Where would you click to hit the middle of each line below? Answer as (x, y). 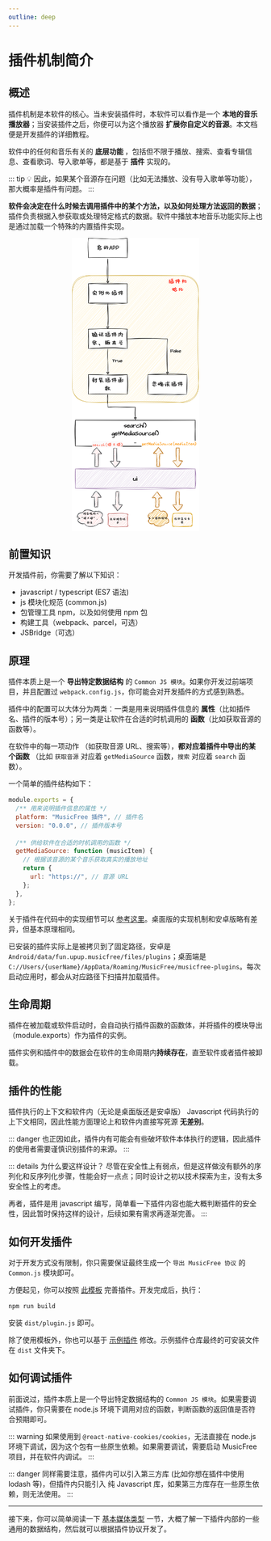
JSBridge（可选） (50, 633)
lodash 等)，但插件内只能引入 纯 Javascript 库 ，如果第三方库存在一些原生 (130, 1484)
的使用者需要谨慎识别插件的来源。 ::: (69, 1149)
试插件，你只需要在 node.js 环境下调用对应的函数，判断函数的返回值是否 (129, 1409)
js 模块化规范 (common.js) (63, 602)
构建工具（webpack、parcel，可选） (81, 623)
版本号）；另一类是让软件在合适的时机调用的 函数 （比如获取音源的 (152, 719)
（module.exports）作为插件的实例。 (70, 1036)
